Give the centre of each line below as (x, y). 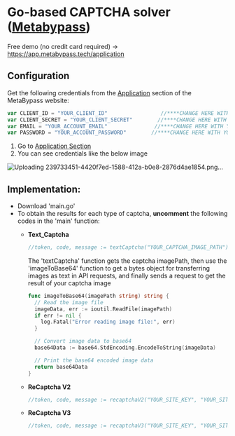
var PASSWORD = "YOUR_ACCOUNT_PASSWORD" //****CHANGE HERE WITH (114, 133)
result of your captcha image (69, 283)
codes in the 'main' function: (58, 221)
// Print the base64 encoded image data (94, 360)
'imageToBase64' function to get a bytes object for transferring (119, 268)
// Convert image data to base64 (83, 341)
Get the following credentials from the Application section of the (100, 93)
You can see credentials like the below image (83, 154)
